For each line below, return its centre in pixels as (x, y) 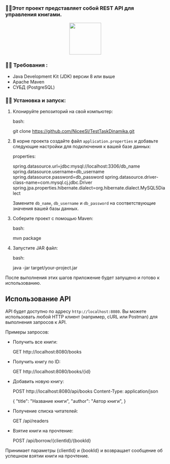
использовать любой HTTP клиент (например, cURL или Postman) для (81, 317)
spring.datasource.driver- (132, 177)
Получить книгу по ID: (37, 362)
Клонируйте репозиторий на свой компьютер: (63, 111)
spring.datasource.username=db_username (59, 171)
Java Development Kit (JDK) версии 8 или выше (64, 76)
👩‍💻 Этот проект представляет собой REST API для (70, 8)
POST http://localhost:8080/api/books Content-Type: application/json (85, 391)
